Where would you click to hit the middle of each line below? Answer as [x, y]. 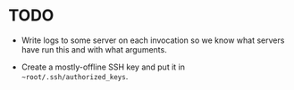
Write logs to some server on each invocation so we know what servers [153, 40]
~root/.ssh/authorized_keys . [75, 76]
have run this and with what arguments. [94, 49]
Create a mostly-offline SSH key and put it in [103, 67]
